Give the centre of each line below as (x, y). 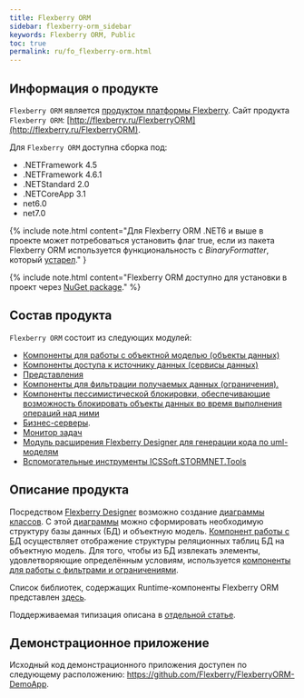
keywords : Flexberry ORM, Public (73, 35)
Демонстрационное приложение (109, 643)
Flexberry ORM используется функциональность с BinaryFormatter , (139, 250)
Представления (53, 374)
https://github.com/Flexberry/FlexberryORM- (211, 674)
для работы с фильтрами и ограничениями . (94, 570)
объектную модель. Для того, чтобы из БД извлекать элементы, (135, 550)
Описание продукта (69, 490)
